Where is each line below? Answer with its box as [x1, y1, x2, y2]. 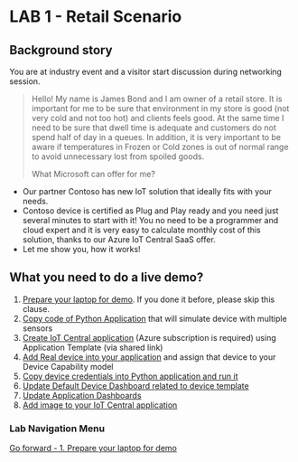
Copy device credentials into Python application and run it [22, 371, 238, 382]
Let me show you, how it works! [22, 244, 142, 254]
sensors [22, 323, 53, 334]
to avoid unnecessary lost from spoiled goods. [31, 151, 205, 162]
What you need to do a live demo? [9, 269, 204, 286]
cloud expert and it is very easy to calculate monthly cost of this [22, 224, 262, 235]
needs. [22, 196, 49, 206]
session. [9, 76, 41, 87]
